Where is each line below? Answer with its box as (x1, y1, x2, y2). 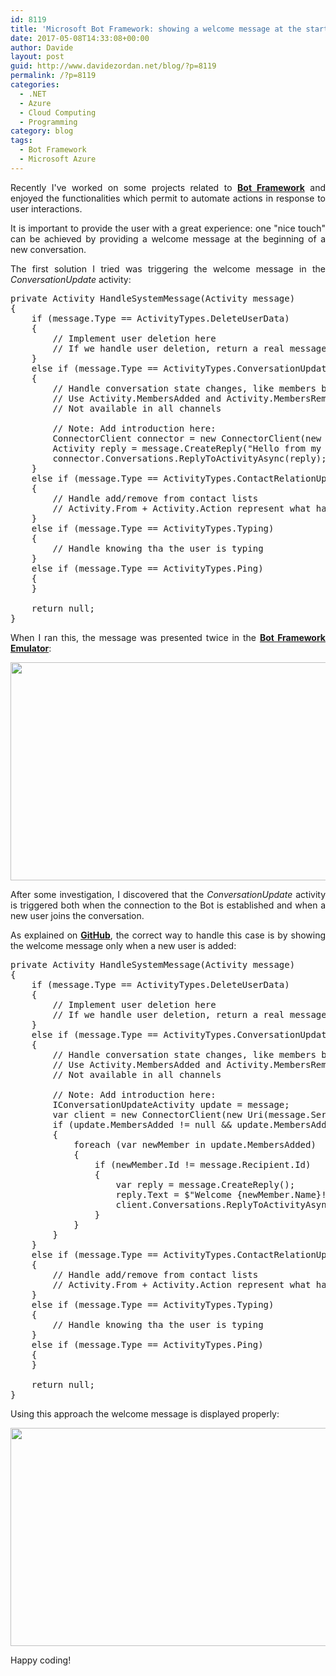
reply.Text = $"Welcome (115, 1189, 233, 1200)
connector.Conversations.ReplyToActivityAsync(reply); (52, 452, 327, 464)
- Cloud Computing (19, 107, 97, 118)
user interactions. (10, 202, 83, 215)
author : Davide (10, 42, 74, 53)
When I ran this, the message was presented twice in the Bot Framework (10, 631, 326, 643)
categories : (10, 80, 60, 90)
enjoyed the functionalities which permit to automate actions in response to (10, 192, 326, 204)
